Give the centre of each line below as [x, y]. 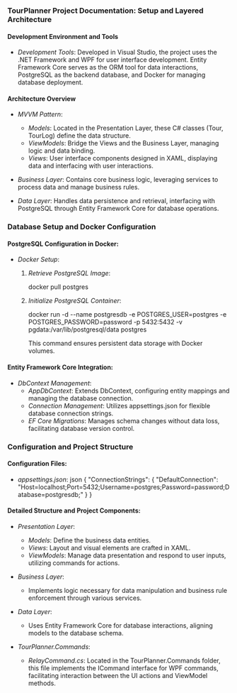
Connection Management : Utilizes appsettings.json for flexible [119, 405]
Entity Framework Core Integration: [60, 367]
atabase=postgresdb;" [50, 494]
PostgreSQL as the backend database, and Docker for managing [111, 75]
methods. [42, 683]
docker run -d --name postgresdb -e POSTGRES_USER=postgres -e [127, 315]
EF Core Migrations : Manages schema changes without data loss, [124, 420]
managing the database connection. [81, 398]
